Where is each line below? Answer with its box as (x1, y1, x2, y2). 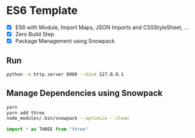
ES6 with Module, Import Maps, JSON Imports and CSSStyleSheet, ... (15, 24, 190, 31)
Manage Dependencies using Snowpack (6, 88, 163, 99)
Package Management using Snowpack (15, 38, 115, 45)
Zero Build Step (15, 31, 55, 38)
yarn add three (6, 110, 45, 116)
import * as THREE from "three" (6, 126, 88, 133)
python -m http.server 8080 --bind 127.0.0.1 (6, 71, 124, 77)
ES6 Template (6, 4, 78, 18)
